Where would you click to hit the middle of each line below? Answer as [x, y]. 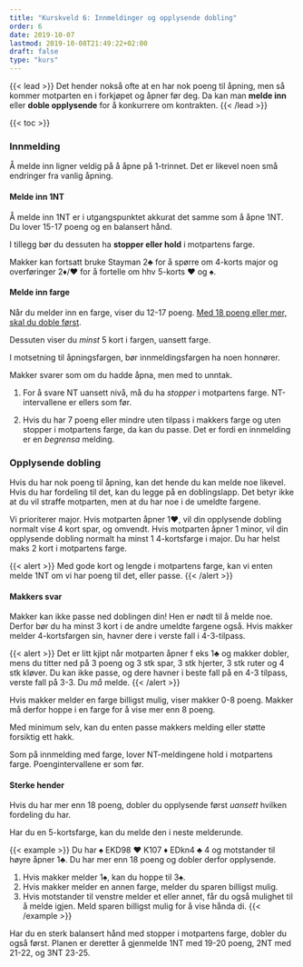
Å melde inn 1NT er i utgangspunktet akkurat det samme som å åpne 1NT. [147, 217]
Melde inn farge [40, 293]
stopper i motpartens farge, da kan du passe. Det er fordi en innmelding [156, 429]
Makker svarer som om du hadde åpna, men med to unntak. [121, 374]
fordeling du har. [40, 815]
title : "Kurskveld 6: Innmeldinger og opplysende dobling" [123, 18]
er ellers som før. [100, 402]
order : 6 [26, 26]
